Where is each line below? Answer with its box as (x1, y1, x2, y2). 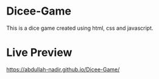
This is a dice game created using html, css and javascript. (6, 24, 154, 32)
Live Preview (6, 46, 72, 60)
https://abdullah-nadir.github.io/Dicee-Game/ (6, 66, 120, 73)
